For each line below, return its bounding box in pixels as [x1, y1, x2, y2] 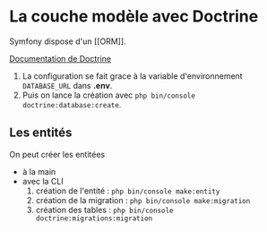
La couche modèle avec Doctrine [9, 6, 259, 27]
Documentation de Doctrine [9, 53, 112, 64]
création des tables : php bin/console [35, 204, 174, 215]
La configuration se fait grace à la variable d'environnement [22, 70, 244, 82]
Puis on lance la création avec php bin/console [22, 90, 195, 100]
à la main [22, 166, 56, 176]
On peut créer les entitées [9, 149, 106, 159]
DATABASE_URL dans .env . [22, 80, 113, 90]
